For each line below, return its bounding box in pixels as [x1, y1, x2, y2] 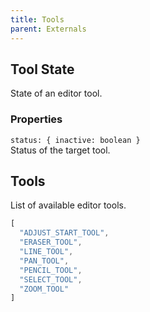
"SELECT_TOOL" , [19, 274, 83, 285]
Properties [10, 112, 63, 126]
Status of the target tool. [10, 144, 111, 156]
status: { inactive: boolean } [10, 135, 141, 145]
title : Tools [10, 14, 65, 25]
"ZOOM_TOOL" [19, 284, 70, 294]
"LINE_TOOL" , [19, 247, 74, 257]
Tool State [10, 61, 75, 78]
